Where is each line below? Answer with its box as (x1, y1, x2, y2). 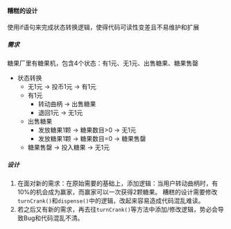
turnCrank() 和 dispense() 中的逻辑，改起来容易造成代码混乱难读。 (17, 196, 205, 205)
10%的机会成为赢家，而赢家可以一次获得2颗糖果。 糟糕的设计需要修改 (17, 188, 218, 196)
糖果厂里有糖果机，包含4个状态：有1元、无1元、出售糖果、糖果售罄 (7, 59, 199, 67)
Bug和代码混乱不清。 (23, 214, 84, 222)
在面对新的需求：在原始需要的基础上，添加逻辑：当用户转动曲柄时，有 (17, 179, 219, 187)
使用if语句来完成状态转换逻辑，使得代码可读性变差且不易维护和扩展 (7, 23, 200, 31)
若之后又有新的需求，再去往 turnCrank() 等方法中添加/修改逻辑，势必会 (17, 205, 219, 214)
